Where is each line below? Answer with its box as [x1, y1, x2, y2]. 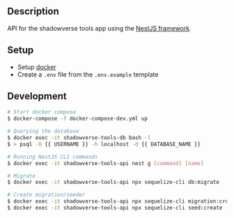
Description [7, 6, 59, 17]
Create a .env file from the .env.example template [17, 70, 159, 79]
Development [7, 91, 68, 102]
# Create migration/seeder [7, 192, 86, 198]
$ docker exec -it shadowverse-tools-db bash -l [7, 134, 151, 141]
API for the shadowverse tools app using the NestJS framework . [7, 24, 192, 32]
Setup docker [17, 63, 57, 71]
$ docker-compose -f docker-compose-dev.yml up [7, 115, 148, 123]
